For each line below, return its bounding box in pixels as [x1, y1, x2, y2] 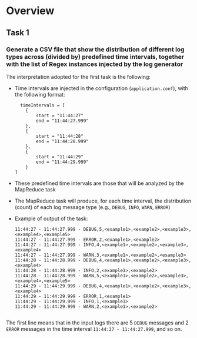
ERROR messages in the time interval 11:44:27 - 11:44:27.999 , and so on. [6, 325, 182, 332]
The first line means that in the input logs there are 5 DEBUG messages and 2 [6, 319, 189, 326]
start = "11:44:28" [36, 133, 84, 139]
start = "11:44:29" [36, 154, 84, 160]
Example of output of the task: [14, 215, 88, 222]
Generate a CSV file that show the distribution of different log [6, 45, 185, 54]
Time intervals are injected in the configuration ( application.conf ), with [14, 84, 188, 92]
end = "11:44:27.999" [36, 118, 89, 124]
